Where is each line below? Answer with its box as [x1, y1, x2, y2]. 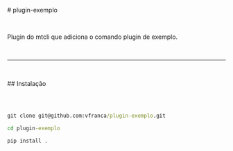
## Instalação [7, 80, 46, 87]
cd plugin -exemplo [7, 125, 60, 132]
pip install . [7, 137, 49, 144]
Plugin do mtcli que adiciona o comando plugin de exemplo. [7, 33, 178, 41]
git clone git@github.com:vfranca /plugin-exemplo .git [7, 112, 166, 119]
